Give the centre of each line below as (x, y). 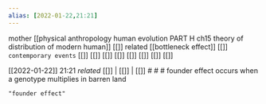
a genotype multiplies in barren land (67, 79)
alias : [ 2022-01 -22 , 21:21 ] (53, 15)
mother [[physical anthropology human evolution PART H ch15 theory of (126, 38)
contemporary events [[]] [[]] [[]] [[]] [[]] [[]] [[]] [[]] (91, 55)
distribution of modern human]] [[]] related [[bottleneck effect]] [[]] (118, 46)
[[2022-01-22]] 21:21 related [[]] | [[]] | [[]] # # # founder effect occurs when (133, 70)
